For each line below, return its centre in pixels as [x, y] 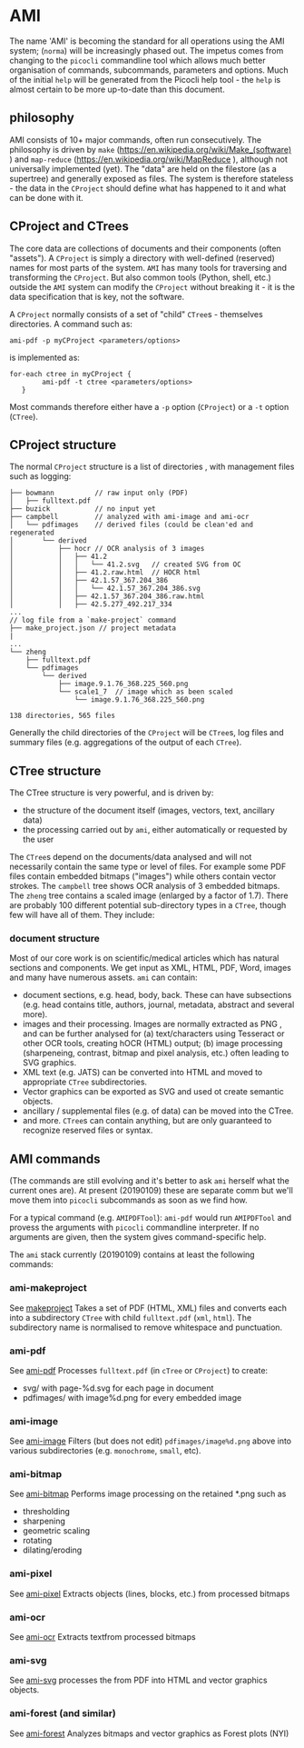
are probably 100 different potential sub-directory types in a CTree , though [148, 905]
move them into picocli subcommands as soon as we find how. [128, 1200]
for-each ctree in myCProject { [70, 374]
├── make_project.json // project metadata [93, 628]
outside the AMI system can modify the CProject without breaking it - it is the [152, 286]
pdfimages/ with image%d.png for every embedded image [132, 1397]
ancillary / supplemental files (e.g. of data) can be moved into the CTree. [158, 1111]
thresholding [46, 1512]
